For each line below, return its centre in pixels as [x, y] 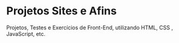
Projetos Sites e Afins [62, 11]
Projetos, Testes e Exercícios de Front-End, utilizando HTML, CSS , [90, 27]
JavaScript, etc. [26, 33]
